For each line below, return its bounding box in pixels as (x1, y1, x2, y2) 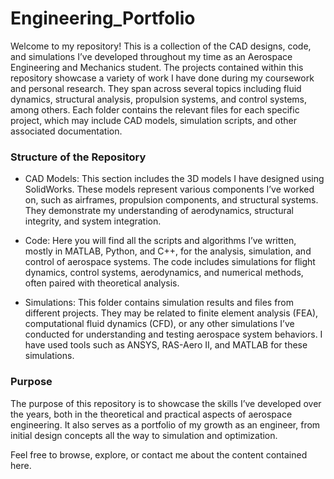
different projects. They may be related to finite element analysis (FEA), (24, 307, 319, 319)
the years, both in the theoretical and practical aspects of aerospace (10, 408, 293, 420)
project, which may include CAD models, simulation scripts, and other (10, 114, 298, 126)
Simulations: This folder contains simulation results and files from (24, 297, 295, 309)
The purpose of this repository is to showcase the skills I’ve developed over (10, 397, 322, 409)
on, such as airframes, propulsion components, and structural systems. (24, 194, 319, 206)
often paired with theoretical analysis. (24, 277, 180, 289)
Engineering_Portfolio (10, 7, 196, 30)
